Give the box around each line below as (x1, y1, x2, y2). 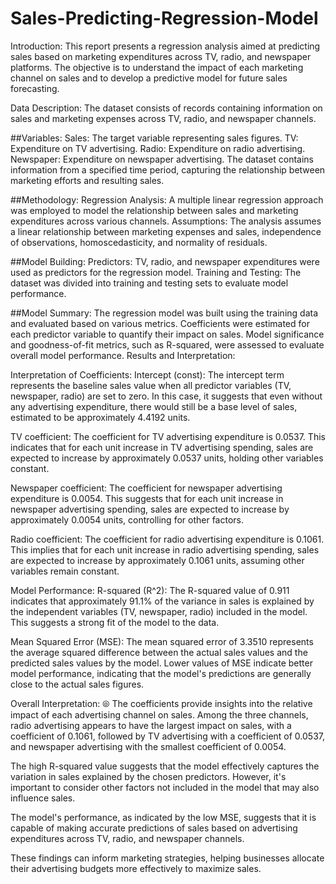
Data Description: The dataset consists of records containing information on (10, 102, 323, 114)
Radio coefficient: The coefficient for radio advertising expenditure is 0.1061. (10, 533, 325, 545)
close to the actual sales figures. (10, 678, 145, 690)
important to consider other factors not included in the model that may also (10, 781, 320, 793)
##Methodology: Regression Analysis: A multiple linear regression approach (10, 193, 324, 206)
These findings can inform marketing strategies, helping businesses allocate (10, 852, 325, 864)
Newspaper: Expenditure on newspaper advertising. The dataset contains (10, 153, 314, 165)
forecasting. (10, 82, 60, 94)
